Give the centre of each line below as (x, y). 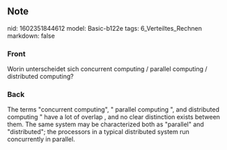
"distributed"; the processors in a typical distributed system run (99, 132)
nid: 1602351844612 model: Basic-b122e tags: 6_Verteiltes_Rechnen (104, 28)
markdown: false (31, 36)
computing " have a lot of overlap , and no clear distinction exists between (114, 117)
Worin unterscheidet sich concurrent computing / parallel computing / (107, 69)
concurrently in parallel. (41, 140)
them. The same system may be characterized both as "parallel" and (105, 124)
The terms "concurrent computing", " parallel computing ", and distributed (113, 110)
